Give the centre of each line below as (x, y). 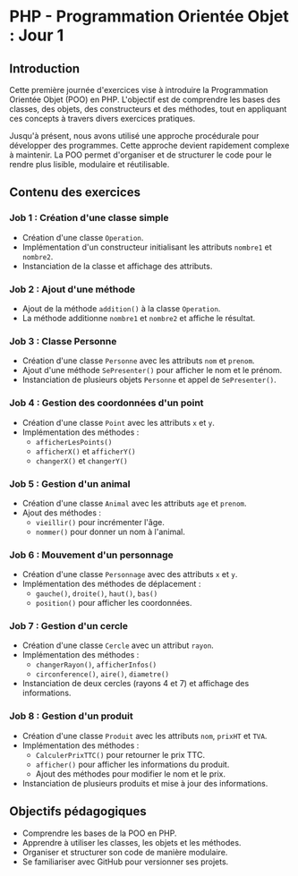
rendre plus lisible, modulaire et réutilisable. (89, 164)
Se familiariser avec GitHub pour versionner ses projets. (125, 862)
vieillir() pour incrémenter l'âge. (100, 522)
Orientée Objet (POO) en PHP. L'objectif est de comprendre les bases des (145, 99)
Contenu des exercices (75, 193)
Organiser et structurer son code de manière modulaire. (125, 852)
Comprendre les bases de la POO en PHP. (99, 833)
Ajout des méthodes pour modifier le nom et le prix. (131, 774)
